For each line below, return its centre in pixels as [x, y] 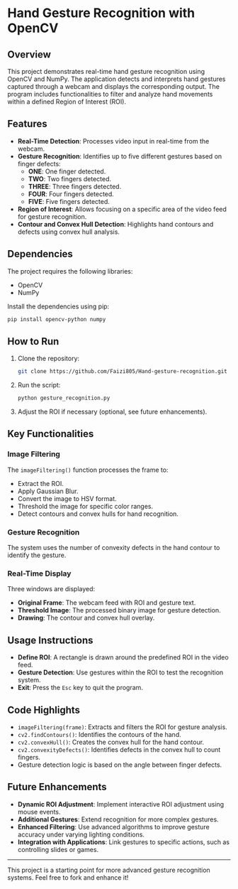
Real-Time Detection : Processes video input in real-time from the [113, 141]
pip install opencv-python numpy [57, 319]
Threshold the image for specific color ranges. [85, 506]
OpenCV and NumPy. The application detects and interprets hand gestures [117, 79]
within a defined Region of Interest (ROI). [67, 102]
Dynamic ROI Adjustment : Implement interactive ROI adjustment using [121, 804]
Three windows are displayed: [51, 589]
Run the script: [39, 385]
